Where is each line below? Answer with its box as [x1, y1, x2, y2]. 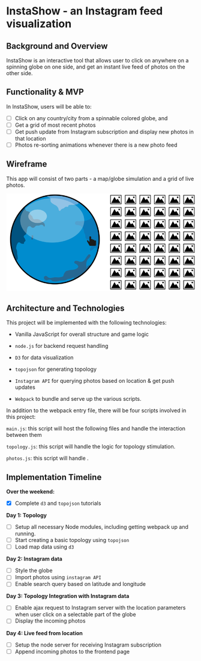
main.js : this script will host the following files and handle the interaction [6, 425, 186, 432]
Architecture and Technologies [6, 303, 125, 313]
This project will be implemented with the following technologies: [6, 319, 167, 326]
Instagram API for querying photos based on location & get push [14, 377, 175, 385]
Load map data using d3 [14, 543, 74, 550]
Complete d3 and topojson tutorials [14, 499, 101, 507]
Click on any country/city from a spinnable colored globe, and [14, 114, 168, 121]
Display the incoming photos [14, 617, 86, 624]
